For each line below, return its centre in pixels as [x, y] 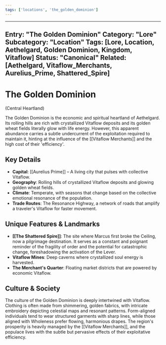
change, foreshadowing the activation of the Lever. [64, 252]
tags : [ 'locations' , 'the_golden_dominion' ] [52, 10]
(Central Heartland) [25, 108]
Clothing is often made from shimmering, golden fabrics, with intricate [76, 306]
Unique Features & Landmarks [53, 224]
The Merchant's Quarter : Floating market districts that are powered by [84, 268]
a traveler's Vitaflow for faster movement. [55, 208]
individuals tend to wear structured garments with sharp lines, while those [80, 316]
